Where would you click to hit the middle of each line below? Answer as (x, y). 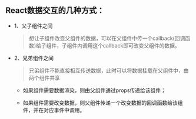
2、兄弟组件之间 (34, 58)
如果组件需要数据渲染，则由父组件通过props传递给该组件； (94, 90)
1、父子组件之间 (33, 26)
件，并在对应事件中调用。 (54, 110)
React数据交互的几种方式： (55, 11)
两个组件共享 (44, 77)
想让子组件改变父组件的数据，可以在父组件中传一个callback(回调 (107, 38)
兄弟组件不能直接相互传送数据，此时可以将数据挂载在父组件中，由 (109, 70)
